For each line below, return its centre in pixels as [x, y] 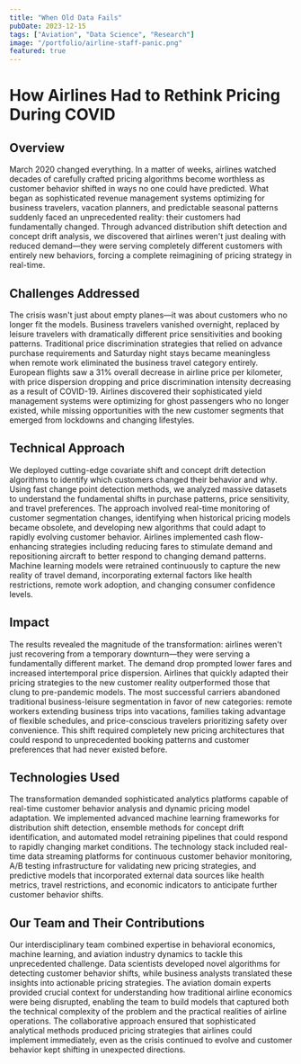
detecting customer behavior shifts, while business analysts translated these [151, 973]
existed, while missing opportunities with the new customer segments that [147, 410]
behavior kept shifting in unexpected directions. [97, 1050]
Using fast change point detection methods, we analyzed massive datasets [148, 489]
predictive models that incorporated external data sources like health [137, 876]
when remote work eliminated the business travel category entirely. [134, 362]
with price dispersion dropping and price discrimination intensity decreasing [150, 381]
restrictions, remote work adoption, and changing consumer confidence [142, 585]
